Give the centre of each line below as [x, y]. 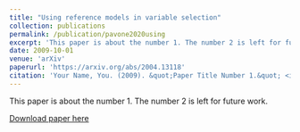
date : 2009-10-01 [42, 51]
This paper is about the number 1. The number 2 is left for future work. [139, 101]
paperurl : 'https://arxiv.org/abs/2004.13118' [97, 68]
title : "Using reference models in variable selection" [115, 17]
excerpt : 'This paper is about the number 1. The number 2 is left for [145, 42]
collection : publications [57, 26]
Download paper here [49, 118]
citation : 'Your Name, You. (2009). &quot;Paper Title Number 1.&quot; [145, 76]
